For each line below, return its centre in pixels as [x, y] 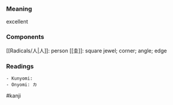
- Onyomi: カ [22, 84]
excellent [17, 22]
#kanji [14, 96]
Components [25, 37]
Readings [20, 66]
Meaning [19, 9]
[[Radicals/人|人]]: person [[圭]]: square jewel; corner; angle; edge [86, 50]
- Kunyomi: [19, 78]
